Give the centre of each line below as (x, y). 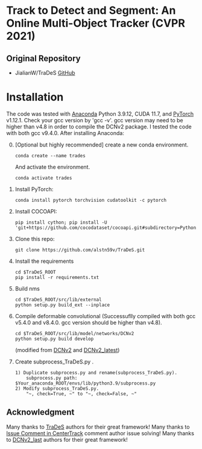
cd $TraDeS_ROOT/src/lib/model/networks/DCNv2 (74, 333)
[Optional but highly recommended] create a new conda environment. (102, 145)
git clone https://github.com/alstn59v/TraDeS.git (80, 250)
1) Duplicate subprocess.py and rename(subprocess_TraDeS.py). (96, 372)
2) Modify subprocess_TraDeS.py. (57, 388)
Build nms (27, 288)
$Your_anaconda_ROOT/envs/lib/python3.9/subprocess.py (85, 383)
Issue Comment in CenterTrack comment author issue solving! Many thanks (100, 433)
